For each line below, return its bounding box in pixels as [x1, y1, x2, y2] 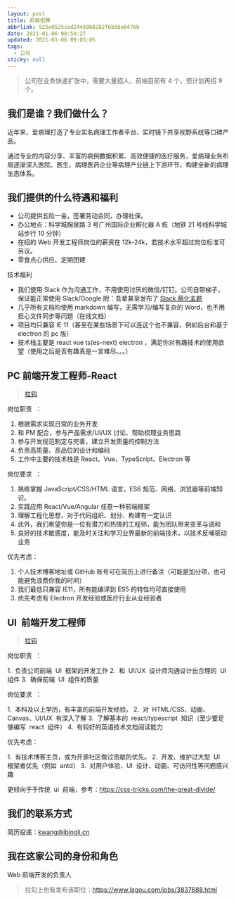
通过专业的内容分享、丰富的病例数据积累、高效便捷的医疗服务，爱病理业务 [7, 151, 223, 160]
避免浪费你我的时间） [23, 576, 86, 585]
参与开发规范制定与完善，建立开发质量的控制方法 [17, 437, 159, 446]
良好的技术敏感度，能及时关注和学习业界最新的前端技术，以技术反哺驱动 [17, 529, 227, 537]
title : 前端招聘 [7, 17, 51, 24]
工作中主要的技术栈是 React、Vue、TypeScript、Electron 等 [17, 455, 191, 463]
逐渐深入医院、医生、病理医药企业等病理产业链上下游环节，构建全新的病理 [13, 160, 229, 169]
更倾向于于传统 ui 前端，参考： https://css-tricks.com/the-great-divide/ [7, 786, 216, 793]
